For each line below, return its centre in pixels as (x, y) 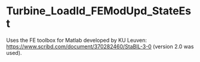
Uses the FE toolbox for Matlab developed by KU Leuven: (77, 40)
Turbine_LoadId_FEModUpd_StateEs (99, 11)
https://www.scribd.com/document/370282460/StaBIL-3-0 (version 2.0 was (100, 46)
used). (14, 52)
